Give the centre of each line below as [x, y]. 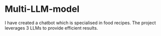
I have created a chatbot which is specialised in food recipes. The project [80, 23]
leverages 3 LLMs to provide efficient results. [51, 28]
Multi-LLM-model [42, 9]
